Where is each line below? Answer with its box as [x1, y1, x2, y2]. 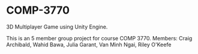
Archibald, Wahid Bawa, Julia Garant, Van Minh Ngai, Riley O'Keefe [6, 41, 172, 48]
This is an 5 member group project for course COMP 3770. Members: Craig [6, 34, 193, 42]
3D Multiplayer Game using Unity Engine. [6, 23, 108, 30]
